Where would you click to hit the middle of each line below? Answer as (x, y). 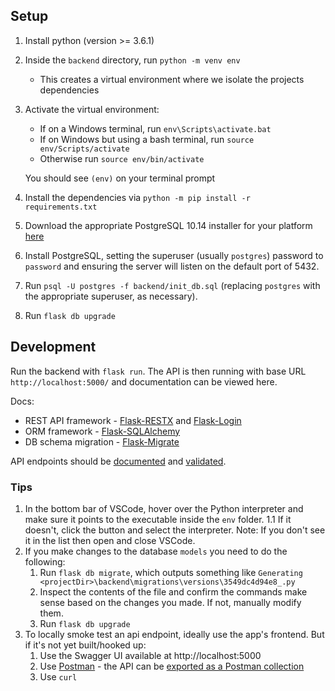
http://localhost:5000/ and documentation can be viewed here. (144, 381)
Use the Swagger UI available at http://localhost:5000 (150, 655)
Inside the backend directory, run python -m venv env (132, 60)
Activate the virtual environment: (92, 109)
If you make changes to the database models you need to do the (156, 551)
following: (45, 561)
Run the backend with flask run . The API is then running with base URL (158, 371)
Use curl (58, 676)
